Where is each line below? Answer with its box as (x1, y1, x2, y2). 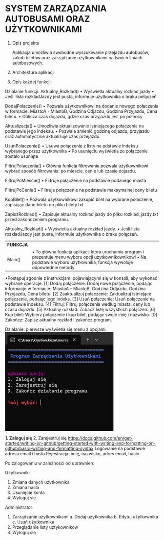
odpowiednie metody (32, 264, 75, 270)
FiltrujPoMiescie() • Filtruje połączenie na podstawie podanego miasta (5, 177, 146, 183)
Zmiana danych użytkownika (12, 479, 70, 485)
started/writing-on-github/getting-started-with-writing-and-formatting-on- (5, 441, 156, 446)
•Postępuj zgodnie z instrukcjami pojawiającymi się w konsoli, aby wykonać (5, 275, 158, 281)
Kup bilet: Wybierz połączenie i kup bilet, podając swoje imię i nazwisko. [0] (5, 312, 158, 318)
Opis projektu (12, 40, 40, 46)
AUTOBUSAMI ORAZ (5, 13, 90, 25)
